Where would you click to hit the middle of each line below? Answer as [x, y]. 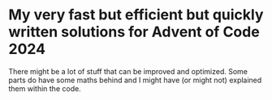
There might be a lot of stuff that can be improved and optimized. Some [128, 71]
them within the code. [45, 88]
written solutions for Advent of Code [134, 32]
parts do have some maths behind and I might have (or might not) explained [135, 80]
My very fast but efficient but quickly [136, 15]
